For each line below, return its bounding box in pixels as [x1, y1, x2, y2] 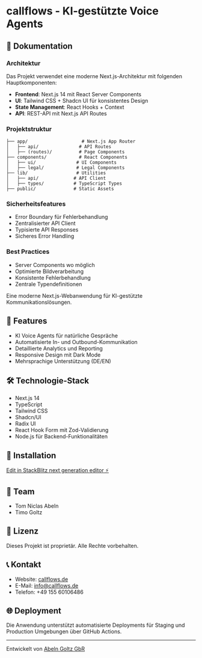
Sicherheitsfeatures [6, 200, 66, 208]
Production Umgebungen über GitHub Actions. [6, 628, 122, 635]
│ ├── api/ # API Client [6, 176, 106, 182]
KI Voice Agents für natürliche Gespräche [14, 332, 118, 339]
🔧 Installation [6, 450, 57, 461]
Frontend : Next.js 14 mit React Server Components [14, 90, 142, 97]
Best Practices [6, 248, 50, 256]
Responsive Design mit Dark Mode [14, 351, 101, 358]
